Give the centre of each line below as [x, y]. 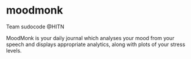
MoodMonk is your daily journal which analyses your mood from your [90, 38]
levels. [14, 50]
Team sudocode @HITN [35, 27]
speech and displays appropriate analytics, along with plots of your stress [96, 44]
